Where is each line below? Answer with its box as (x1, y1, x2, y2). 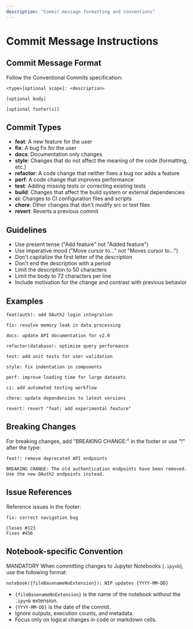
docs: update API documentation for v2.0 (6, 333, 110, 339)
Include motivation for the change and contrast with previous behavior (14, 279, 187, 286)
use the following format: (6, 568, 67, 575)
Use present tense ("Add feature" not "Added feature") (14, 241, 149, 248)
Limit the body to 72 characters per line (14, 272, 112, 280)
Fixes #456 (6, 530, 33, 536)
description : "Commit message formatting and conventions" (6, 8, 156, 15)
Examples (6, 296, 43, 306)
